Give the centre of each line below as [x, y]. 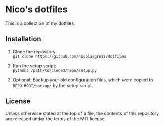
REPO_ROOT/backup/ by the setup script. [53, 85]
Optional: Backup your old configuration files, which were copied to [83, 80]
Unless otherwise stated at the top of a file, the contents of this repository [82, 113]
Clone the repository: [35, 51]
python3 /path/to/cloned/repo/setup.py [55, 70]
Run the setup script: [34, 66]
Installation [23, 39]
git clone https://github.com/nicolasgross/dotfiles [69, 56]
